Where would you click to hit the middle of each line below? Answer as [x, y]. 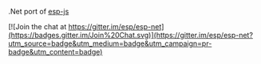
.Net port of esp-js [39, 11]
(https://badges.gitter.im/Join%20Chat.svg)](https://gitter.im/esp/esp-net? [131, 35]
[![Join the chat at [38, 26]
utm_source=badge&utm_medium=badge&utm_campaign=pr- [110, 43]
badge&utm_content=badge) [55, 52]
